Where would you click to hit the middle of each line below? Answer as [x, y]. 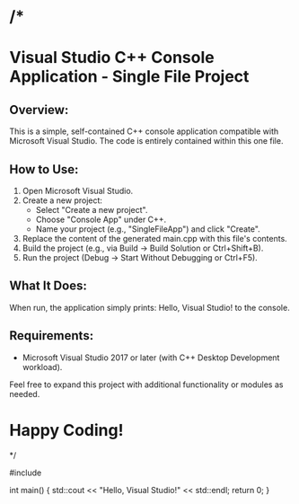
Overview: [39, 110]
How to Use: [44, 169]
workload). [42, 367]
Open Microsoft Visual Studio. [78, 191]
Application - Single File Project [129, 77]
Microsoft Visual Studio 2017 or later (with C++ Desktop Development [151, 358]
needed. [25, 393]
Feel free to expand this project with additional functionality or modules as [146, 385]
